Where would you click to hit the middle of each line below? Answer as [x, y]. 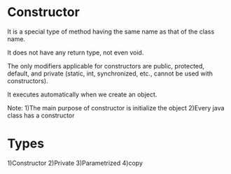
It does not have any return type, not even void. [76, 52]
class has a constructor [41, 115]
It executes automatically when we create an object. [82, 94]
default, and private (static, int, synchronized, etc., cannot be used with [110, 73]
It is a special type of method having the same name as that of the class [111, 31]
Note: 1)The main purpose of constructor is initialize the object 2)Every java [116, 108]
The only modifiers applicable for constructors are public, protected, [106, 66]
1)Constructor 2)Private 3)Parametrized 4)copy [75, 163]
